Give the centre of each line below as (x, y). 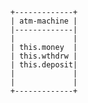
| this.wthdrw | (44, 56)
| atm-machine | (44, 21)
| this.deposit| (44, 65)
